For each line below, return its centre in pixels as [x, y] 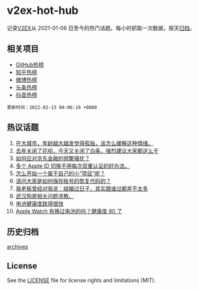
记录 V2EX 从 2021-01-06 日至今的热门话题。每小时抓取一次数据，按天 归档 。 [101, 28]
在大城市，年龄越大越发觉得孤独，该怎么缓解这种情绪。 [84, 143]
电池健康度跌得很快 [40, 204]
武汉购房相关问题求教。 [45, 196]
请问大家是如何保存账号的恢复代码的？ [63, 181]
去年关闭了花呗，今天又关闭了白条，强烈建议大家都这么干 [87, 150]
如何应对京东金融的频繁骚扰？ [53, 158]
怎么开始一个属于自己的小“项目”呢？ [60, 173]
